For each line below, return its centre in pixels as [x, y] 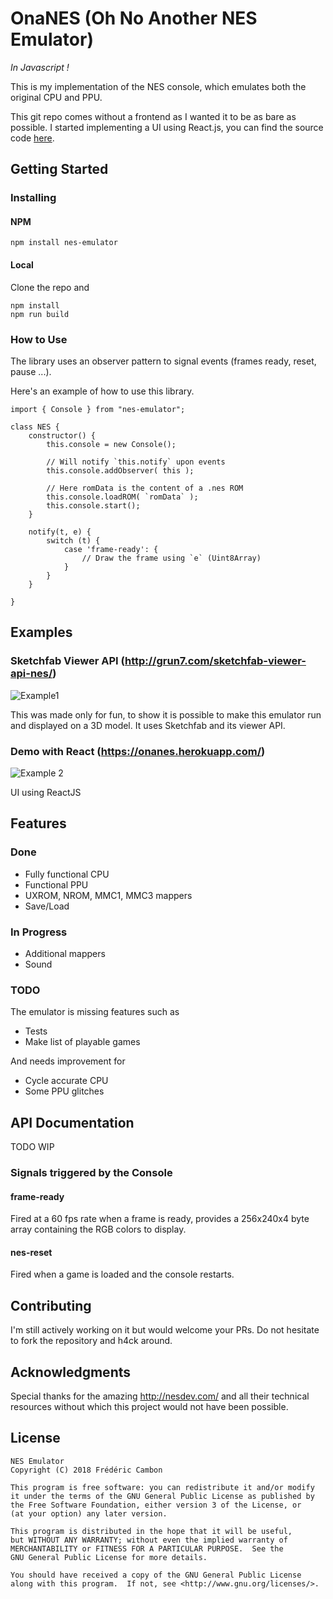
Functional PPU [56, 884]
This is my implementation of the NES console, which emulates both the [158, 86]
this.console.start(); [93, 505]
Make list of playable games [82, 1042]
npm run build [40, 314]
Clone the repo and [50, 287]
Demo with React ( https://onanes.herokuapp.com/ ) [138, 751]
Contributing [51, 1305]
